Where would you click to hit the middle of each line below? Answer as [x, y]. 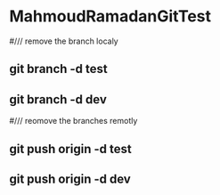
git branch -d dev [58, 99]
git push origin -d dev [70, 179]
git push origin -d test [70, 149]
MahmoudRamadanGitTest [110, 16]
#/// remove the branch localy [64, 41]
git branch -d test [59, 69]
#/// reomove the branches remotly [73, 121]
